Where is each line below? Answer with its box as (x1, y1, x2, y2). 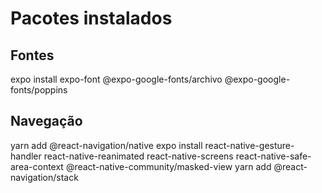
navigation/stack (10, 171, 79, 183)
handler (10, 150, 42, 162)
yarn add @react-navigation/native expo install (10, 139, 203, 151)
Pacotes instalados (10, 7, 173, 30)
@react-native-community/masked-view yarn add (65, 160, 272, 172)
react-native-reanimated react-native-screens (43, 150, 234, 162)
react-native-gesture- (204, 139, 295, 151)
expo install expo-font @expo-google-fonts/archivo (10, 73, 223, 85)
